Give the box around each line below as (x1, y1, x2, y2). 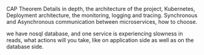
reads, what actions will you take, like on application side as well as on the (6, 37, 194, 43)
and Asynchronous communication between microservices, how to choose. (6, 18, 198, 25)
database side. (6, 43, 44, 50)
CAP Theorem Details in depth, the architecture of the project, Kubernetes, (6, 5, 195, 12)
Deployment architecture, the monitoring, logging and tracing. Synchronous (6, 12, 198, 19)
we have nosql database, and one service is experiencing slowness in (6, 30, 183, 37)
